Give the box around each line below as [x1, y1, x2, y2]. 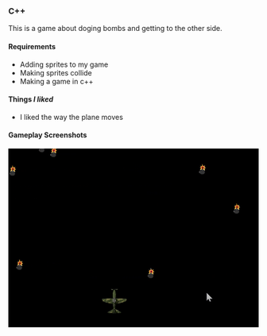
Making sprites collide [19, 68, 93, 77]
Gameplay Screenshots [8, 130, 87, 140]
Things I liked [8, 95, 54, 104]
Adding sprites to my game [19, 60, 109, 69]
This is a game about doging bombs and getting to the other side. [8, 24, 222, 33]
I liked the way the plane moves [19, 112, 123, 122]
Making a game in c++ [19, 76, 94, 86]
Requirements [8, 41, 56, 51]
